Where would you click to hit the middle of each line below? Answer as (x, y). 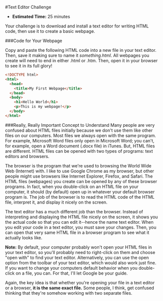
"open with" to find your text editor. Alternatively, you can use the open (77, 257)
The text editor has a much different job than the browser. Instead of (74, 211)
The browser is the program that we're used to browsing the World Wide (78, 165)
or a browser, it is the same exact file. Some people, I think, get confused (80, 288)
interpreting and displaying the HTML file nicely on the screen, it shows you (81, 217)
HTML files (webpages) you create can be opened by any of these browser (81, 181)
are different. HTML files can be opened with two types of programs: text (79, 151)
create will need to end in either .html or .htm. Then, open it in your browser (81, 60)
